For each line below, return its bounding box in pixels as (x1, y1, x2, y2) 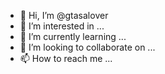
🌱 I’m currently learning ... (19, 31, 127, 42)
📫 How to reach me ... (19, 53, 113, 64)
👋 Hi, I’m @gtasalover (19, 10, 109, 21)
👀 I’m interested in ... (19, 20, 105, 32)
